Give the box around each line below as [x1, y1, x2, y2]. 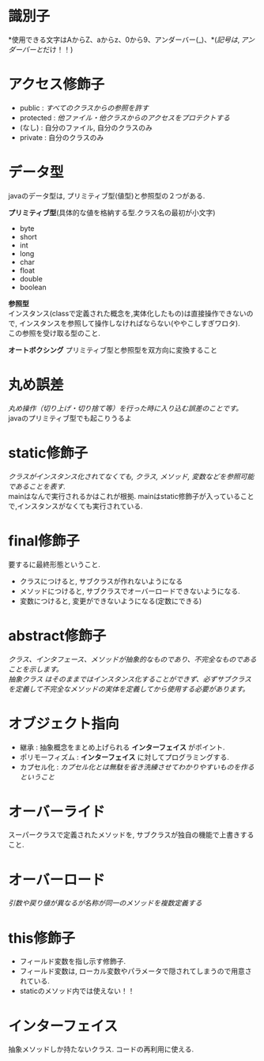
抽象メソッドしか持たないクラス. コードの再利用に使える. [8, 1044, 194, 1054]
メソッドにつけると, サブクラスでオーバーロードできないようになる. [19, 586, 241, 595]
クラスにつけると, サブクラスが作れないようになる [19, 576, 183, 586]
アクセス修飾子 [8, 76, 105, 93]
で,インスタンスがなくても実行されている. [8, 501, 143, 511]
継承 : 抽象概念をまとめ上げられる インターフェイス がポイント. [19, 742, 225, 752]
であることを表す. [8, 481, 66, 491]
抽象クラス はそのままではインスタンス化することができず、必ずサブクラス [8, 674, 251, 684]
